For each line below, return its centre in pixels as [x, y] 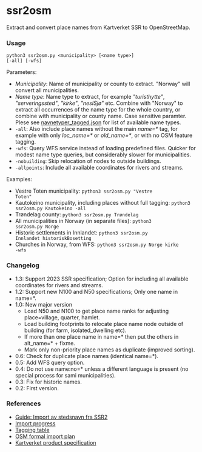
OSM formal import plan [45, 436]
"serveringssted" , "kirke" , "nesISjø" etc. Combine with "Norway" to [99, 103]
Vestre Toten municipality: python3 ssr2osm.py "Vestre [84, 191]
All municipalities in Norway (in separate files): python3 [83, 221]
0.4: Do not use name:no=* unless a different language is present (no [102, 369]
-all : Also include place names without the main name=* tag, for [96, 129]
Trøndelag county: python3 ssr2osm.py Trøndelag [77, 214]
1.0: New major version [44, 304]
